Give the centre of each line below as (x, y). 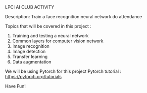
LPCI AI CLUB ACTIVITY (30, 7)
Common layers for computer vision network (58, 41)
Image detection (29, 51)
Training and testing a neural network (50, 36)
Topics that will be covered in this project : (48, 26)
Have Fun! (16, 86)
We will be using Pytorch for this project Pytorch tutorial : (63, 71)
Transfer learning (30, 57)
